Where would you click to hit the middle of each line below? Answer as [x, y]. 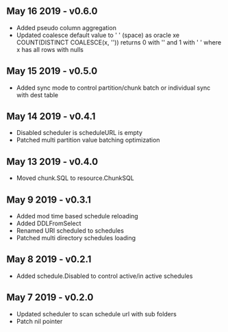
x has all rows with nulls [50, 49]
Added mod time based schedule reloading [77, 216]
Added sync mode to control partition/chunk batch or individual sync [113, 88]
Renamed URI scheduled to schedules [70, 231]
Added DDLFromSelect [49, 224]
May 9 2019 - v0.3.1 [49, 200]
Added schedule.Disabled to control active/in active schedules [104, 276]
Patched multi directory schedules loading [76, 238]
